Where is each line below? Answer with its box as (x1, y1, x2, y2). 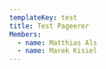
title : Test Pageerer (9, 22, 90, 30)
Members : (9, 30, 42, 39)
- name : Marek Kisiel (17, 47, 98, 56)
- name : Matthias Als (17, 38, 98, 47)
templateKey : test (9, 13, 77, 22)
